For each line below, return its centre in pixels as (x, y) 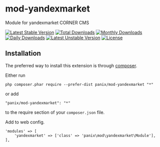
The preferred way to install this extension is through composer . (71, 65)
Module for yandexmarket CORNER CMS (47, 23)
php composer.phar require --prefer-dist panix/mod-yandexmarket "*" (79, 84)
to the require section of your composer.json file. (55, 112)
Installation (23, 53)
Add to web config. (25, 122)
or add (12, 94)
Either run (15, 75)
